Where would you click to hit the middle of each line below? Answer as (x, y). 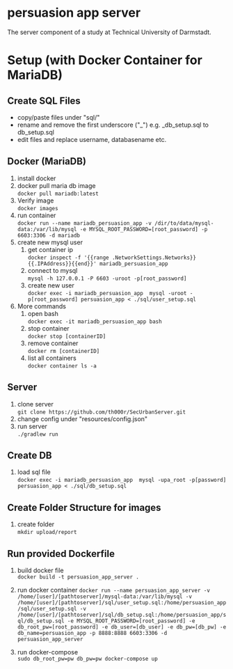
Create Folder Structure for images (84, 507)
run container (37, 215)
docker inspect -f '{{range (68, 258)
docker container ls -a (62, 366)
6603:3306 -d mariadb (48, 235)
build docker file (40, 570)
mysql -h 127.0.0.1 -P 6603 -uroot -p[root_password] (107, 278)
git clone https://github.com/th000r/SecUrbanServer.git (102, 412)
